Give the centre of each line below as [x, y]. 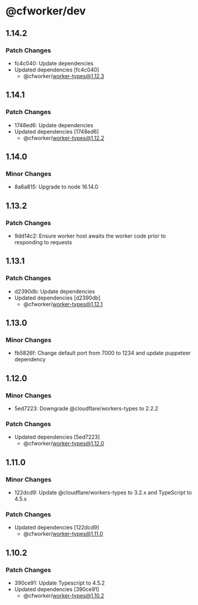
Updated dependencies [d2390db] [57, 298]
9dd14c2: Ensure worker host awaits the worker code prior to [90, 236]
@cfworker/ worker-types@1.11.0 [63, 534]
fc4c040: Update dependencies [54, 63]
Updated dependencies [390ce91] [57, 589]
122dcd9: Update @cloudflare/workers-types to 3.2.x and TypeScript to [103, 492]
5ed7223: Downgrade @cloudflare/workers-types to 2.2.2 [86, 408]
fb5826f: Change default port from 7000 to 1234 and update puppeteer [103, 353]
